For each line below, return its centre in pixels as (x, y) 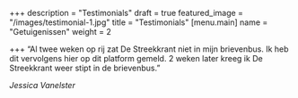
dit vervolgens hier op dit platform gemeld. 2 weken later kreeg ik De (136, 58)
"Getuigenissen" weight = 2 (61, 32)
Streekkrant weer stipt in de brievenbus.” (85, 68)
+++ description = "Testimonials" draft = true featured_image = (127, 13)
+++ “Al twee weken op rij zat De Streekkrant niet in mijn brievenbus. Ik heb (149, 49)
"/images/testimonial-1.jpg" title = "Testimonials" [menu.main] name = (139, 22)
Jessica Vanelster (43, 85)
